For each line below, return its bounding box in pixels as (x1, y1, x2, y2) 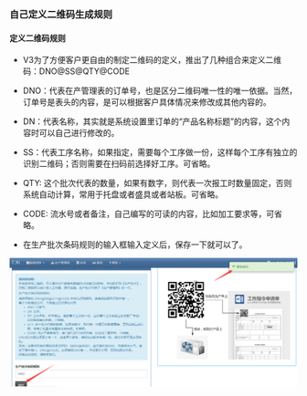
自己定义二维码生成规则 (9, 7, 112, 20)
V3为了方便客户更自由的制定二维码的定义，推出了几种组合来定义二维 (22, 55, 282, 66)
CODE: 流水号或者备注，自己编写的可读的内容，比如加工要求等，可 (22, 208, 275, 220)
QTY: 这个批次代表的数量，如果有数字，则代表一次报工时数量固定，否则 (22, 178, 292, 189)
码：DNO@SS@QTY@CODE (22, 66, 131, 77)
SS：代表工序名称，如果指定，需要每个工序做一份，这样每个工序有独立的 (22, 147, 298, 158)
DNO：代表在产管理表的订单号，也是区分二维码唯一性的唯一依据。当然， (22, 85, 298, 97)
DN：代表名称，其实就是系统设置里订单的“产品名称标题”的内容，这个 (22, 116, 282, 127)
